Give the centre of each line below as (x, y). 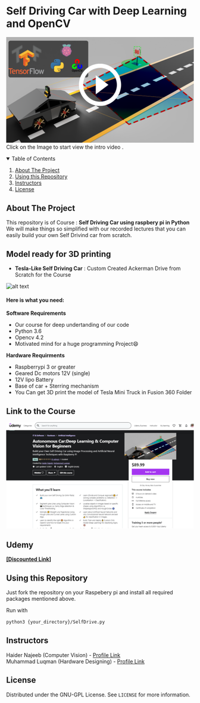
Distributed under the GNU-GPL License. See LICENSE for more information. (98, 695)
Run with (17, 610)
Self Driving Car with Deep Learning (97, 11)
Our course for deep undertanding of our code (72, 325)
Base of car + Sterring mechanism (57, 386)
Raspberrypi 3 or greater (45, 367)
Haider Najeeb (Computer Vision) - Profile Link (63, 655)
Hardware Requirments (35, 355)
